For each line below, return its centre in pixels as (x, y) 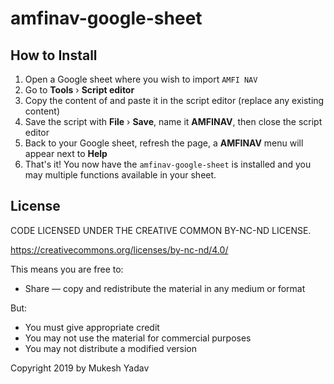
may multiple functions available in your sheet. (120, 175)
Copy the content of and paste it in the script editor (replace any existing (174, 100)
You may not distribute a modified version (111, 348)
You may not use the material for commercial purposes (138, 338)
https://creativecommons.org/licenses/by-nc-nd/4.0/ (119, 249)
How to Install (54, 55)
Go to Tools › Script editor (79, 90)
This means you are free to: (67, 269)
